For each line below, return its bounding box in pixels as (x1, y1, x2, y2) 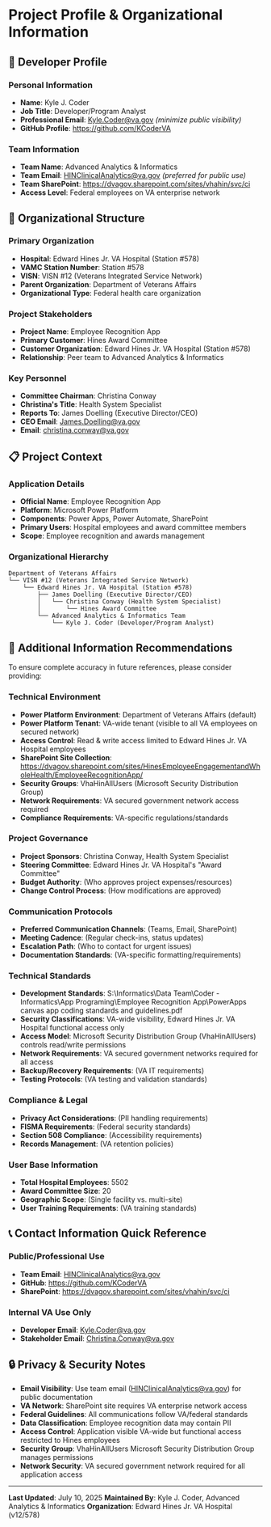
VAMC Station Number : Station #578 (19, 262, 144, 272)
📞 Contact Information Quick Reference (8, 1227, 207, 1241)
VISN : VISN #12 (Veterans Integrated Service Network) (19, 271, 203, 281)
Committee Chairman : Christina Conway (19, 391, 157, 401)
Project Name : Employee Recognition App (19, 327, 161, 336)
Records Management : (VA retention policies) (19, 1139, 174, 1148)
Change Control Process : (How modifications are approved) (19, 886, 222, 895)
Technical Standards (8, 971, 91, 982)
